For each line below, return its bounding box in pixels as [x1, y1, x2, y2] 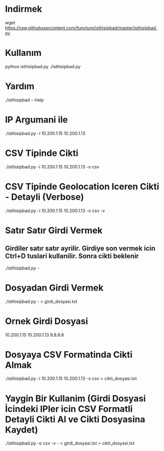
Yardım [5, 81, 35, 92]
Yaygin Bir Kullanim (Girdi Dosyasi [5, 393, 146, 404]
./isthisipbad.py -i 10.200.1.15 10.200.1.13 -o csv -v [5, 208, 105, 213]
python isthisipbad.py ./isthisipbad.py [5, 63, 81, 69]
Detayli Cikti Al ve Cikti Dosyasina [5, 414, 145, 425]
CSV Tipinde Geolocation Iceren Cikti [5, 181, 160, 192]
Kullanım [5, 48, 42, 58]
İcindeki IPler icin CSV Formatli [5, 403, 133, 414]
